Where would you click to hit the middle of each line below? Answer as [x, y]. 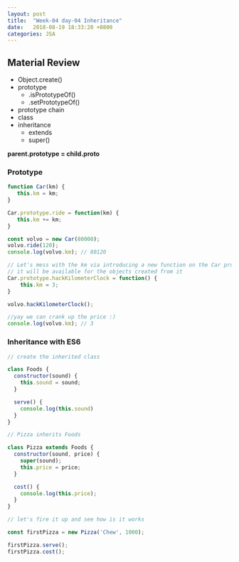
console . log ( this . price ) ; [59, 493]
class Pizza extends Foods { [51, 448]
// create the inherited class [54, 357]
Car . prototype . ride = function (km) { [63, 213]
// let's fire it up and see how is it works [76, 519]
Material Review [44, 62]
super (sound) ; [41, 461]
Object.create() [40, 80]
